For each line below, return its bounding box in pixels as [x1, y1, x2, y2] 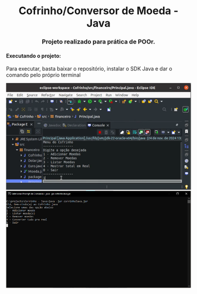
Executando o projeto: [6, 52, 62, 59]
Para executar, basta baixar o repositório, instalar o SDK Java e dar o [6, 65, 172, 72]
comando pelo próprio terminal [6, 72, 81, 79]
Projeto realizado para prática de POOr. [42, 38, 155, 46]
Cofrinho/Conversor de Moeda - [18, 4, 179, 18]
